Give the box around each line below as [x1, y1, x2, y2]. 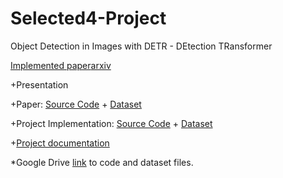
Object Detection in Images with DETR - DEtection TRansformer [10, 40, 273, 52]
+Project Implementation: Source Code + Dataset [10, 117, 213, 129]
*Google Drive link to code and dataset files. [10, 156, 194, 168]
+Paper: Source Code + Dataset [10, 98, 142, 110]
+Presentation [10, 78, 69, 91]
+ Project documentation [10, 137, 110, 149]
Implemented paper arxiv [10, 59, 112, 71]
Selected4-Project [10, 7, 167, 30]
